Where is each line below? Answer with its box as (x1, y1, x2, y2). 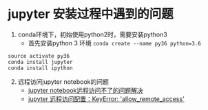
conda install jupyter (8, 58, 73, 65)
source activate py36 (8, 52, 70, 59)
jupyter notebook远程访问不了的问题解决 (28, 86, 143, 94)
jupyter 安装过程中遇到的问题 (8, 6, 174, 22)
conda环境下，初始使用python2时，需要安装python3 (17, 30, 167, 38)
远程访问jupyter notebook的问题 (17, 77, 109, 86)
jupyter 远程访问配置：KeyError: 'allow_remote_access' (28, 94, 185, 103)
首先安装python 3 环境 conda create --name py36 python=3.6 (28, 38, 202, 47)
